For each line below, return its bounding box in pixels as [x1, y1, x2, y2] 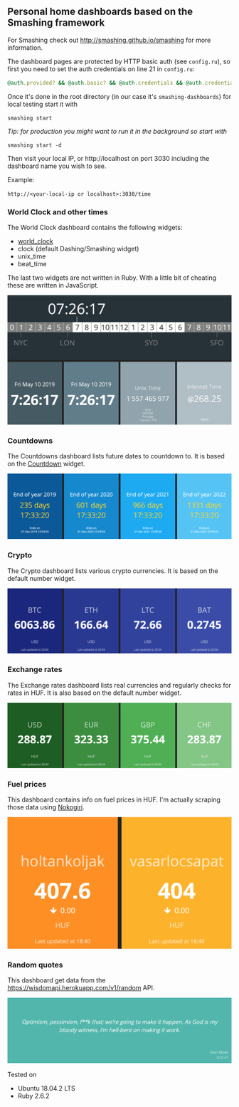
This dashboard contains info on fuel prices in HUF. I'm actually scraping [7, 795, 221, 804]
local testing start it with [7, 100, 78, 108]
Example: [7, 175, 35, 184]
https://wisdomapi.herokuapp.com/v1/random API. [7, 984, 155, 992]
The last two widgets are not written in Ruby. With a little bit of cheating [7, 273, 217, 282]
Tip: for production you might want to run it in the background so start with [7, 127, 228, 135]
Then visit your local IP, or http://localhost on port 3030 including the [7, 154, 210, 162]
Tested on [7, 1070, 37, 1079]
